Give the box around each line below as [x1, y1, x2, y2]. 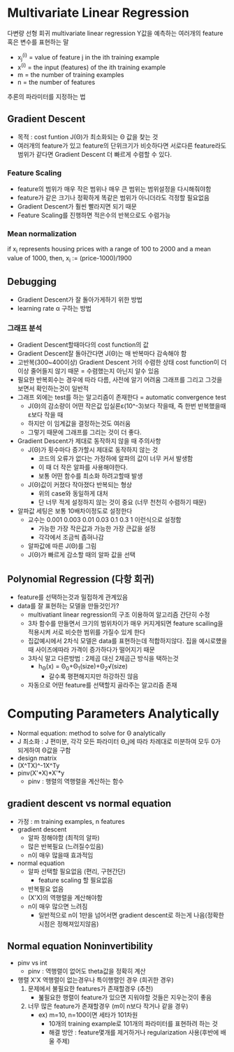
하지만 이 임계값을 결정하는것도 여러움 [27, 419, 131, 428]
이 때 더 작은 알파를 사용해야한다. [38, 463, 128, 472]
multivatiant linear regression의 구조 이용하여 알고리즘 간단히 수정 [27, 610, 210, 619]
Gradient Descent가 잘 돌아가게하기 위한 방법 [17, 295, 143, 304]
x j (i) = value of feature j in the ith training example [17, 51, 159, 63]
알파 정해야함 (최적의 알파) [27, 833, 100, 841]
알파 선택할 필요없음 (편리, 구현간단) [27, 867, 126, 876]
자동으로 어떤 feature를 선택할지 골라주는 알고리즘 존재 [27, 680, 177, 689]
